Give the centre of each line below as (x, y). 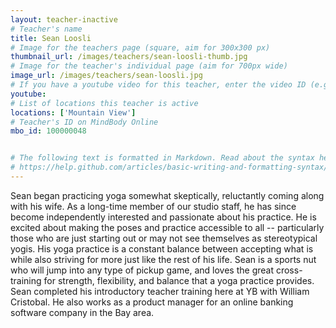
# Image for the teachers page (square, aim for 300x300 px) (140, 47)
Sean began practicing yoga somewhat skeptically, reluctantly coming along (167, 195)
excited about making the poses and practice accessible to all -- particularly (167, 227)
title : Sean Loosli (51, 38)
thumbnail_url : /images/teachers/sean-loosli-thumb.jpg (129, 57)
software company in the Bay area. (82, 312)
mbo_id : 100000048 (48, 131)
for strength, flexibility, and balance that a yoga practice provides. (179, 280)
